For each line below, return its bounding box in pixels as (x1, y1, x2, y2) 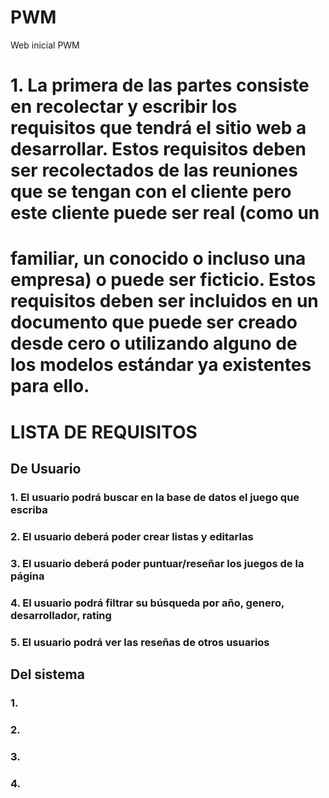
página (10, 569, 45, 583)
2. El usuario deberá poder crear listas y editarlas (10, 529, 254, 543)
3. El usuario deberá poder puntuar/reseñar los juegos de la (10, 556, 305, 570)
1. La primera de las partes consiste (10, 74, 310, 97)
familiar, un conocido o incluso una (10, 247, 307, 270)
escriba (10, 502, 48, 516)
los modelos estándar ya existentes (10, 354, 312, 376)
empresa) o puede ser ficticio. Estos (10, 269, 317, 291)
